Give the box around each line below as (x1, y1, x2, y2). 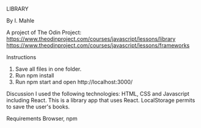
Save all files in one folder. (15, 65, 82, 73)
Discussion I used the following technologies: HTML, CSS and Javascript (6, 90, 189, 97)
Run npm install (15, 72, 54, 79)
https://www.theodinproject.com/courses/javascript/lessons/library (6, 35, 176, 42)
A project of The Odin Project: (6, 29, 82, 36)
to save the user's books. (6, 103, 70, 110)
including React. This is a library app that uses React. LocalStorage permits (6, 97, 196, 104)
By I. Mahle (6, 17, 35, 24)
